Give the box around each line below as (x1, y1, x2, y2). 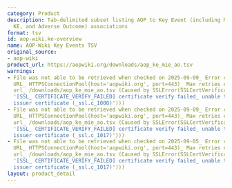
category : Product (7, 10, 60, 17)
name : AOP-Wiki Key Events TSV (7, 42, 97, 49)
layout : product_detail (7, 170, 76, 177)
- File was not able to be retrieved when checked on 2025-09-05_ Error (7, 138, 221, 145)
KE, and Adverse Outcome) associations (13, 23, 128, 30)
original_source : (7, 49, 57, 56)
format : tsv (7, 29, 41, 36)
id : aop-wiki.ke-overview (7, 36, 81, 43)
